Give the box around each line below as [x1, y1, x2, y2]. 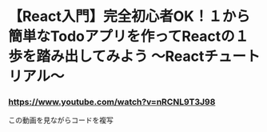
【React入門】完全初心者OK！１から [8, 7, 250, 26]
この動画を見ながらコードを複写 [8, 115, 114, 125]
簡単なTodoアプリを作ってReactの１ [8, 27, 249, 46]
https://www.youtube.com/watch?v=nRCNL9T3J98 [8, 97, 216, 108]
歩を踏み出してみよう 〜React [8, 47, 205, 66]
